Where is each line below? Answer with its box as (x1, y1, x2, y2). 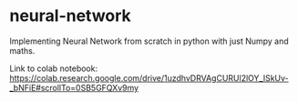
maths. (9, 45, 36, 56)
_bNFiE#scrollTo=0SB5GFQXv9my (9, 82, 139, 93)
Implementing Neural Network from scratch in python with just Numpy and (9, 36, 289, 46)
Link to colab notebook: (9, 63, 98, 74)
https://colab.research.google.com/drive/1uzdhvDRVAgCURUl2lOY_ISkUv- (9, 72, 289, 83)
